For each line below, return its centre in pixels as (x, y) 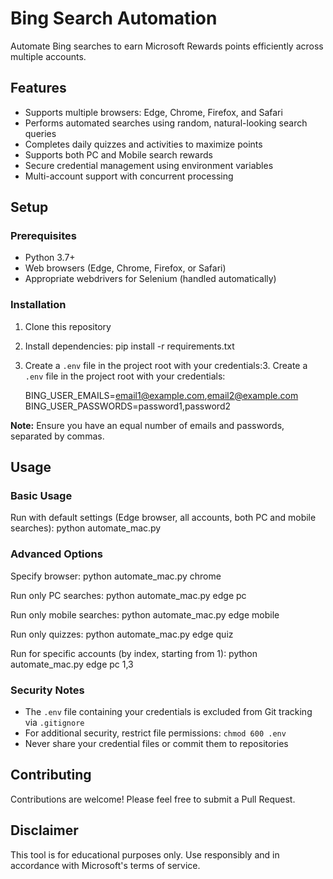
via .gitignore (54, 723)
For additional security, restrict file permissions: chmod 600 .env (155, 733)
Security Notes (47, 690)
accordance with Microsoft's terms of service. (105, 865)
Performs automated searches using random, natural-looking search (166, 123)
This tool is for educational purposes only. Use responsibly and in (145, 854)
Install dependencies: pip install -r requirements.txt (129, 346)
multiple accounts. (48, 56)
